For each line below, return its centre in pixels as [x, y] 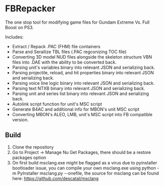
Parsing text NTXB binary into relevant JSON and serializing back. [79, 88]
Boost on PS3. [19, 27]
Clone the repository [33, 147]
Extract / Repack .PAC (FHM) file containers [56, 46]
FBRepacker [30, 9]
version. [20, 120]
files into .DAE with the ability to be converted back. [64, 62]
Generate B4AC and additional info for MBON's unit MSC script [76, 109]
